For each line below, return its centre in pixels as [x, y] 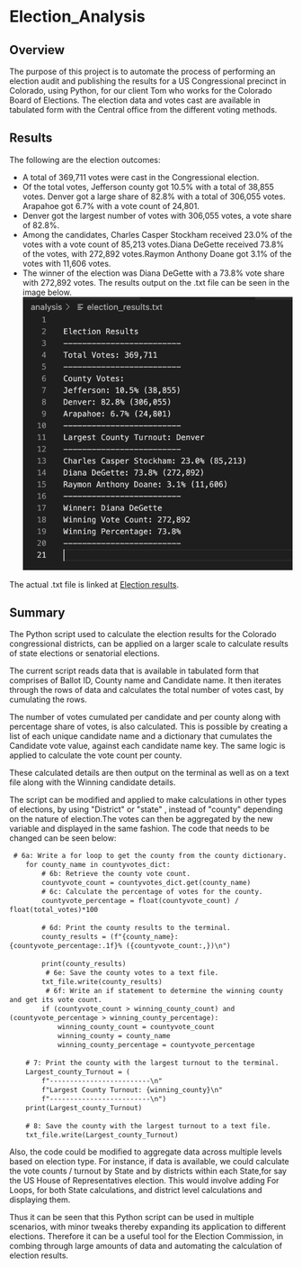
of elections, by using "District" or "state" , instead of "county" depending [146, 809]
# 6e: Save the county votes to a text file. [132, 973]
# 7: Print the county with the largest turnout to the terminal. [152, 1063]
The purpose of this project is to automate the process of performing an [142, 71]
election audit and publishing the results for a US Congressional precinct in [148, 81]
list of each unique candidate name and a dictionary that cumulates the [141, 736]
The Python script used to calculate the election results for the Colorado [143, 634]
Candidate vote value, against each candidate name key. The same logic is [147, 746]
